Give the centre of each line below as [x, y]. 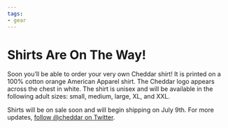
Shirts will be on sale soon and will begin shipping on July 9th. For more [111, 110]
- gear [17, 20]
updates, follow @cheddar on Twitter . [61, 118]
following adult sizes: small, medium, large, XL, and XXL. [88, 97]
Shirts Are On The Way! [77, 55]
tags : [15, 14]
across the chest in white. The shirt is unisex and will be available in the [110, 89]
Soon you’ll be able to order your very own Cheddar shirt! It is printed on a [114, 74]
